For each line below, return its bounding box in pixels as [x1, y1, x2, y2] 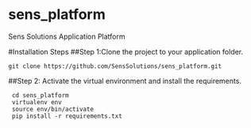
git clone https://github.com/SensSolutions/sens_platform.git [8, 62, 222, 70]
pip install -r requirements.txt [11, 112, 123, 120]
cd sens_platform [11, 91, 69, 100]
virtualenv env [11, 98, 62, 106]
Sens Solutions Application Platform [8, 32, 125, 41]
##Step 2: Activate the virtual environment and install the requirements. [8, 76, 242, 85]
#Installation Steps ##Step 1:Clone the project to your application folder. [8, 47, 244, 56]
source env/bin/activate [11, 105, 94, 113]
